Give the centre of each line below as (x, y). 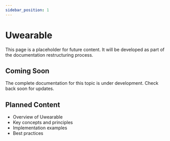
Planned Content (33, 104)
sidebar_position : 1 (27, 10)
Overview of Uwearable (38, 117)
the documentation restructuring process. (49, 55)
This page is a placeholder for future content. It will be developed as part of (85, 50)
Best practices (28, 133)
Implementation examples (40, 128)
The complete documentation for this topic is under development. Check (82, 83)
